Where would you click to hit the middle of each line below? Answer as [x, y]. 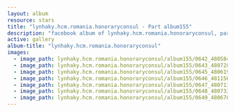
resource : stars [31, 20]
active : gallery [31, 40]
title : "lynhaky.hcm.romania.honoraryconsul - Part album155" [100, 26]
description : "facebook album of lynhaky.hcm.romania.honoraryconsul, [112, 33]
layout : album [28, 14]
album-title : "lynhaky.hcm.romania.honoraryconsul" [84, 46]
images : [19, 53]
